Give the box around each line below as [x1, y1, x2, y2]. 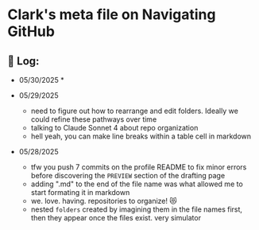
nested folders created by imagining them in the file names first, [30, 205, 243, 214]
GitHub [7, 22, 55, 41]
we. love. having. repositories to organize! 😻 [30, 197, 177, 205]
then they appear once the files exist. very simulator [30, 213, 202, 222]
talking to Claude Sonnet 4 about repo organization [30, 123, 199, 132]
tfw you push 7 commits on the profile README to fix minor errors [30, 162, 247, 172]
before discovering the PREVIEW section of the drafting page [30, 171, 226, 180]
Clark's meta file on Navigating [7, 6, 216, 24]
